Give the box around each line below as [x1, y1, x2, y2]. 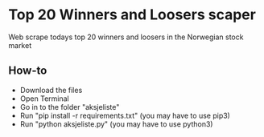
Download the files [19, 85, 83, 95]
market [8, 40, 32, 50]
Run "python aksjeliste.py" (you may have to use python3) [19, 119, 213, 129]
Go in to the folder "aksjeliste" [19, 102, 120, 111]
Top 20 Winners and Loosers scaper [8, 6, 256, 24]
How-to [8, 64, 47, 78]
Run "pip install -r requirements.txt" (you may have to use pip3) [19, 111, 231, 120]
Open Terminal [19, 94, 70, 103]
